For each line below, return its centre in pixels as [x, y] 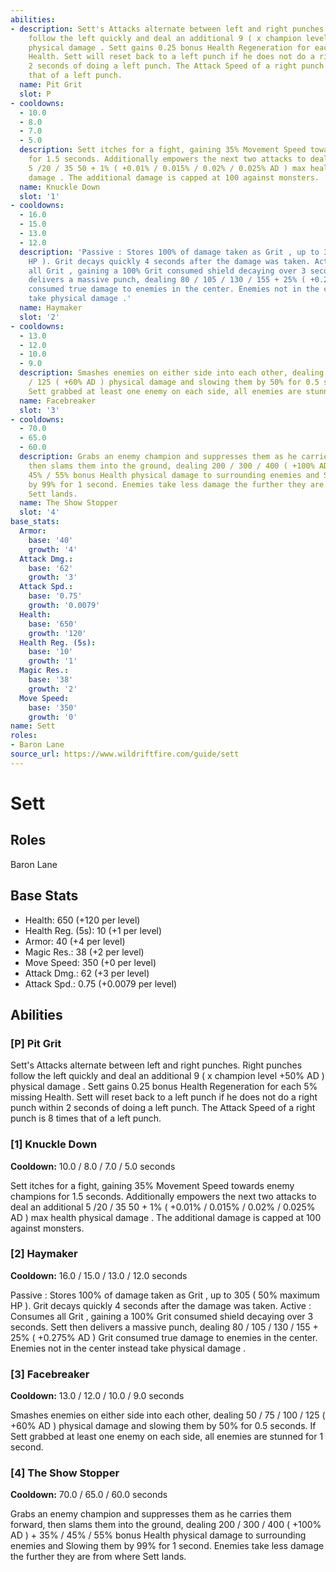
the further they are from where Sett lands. [98, 1557]
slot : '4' [39, 512]
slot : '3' [39, 410]
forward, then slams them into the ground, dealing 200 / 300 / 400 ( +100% [166, 1525]
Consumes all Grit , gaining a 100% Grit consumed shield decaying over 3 [162, 1316]
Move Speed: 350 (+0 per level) [90, 962]
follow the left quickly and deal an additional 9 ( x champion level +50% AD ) [167, 1076]
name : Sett [33, 726]
